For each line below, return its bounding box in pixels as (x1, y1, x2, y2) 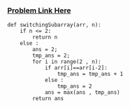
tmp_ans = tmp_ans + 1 (57, 71, 124, 78)
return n (32, 34, 58, 41)
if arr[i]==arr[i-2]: (44, 65, 108, 72)
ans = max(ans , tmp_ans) (44, 89, 120, 96)
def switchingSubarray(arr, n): (7, 22, 101, 29)
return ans (32, 95, 64, 102)
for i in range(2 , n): (32, 58, 101, 65)
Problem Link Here (7, 6, 71, 15)
